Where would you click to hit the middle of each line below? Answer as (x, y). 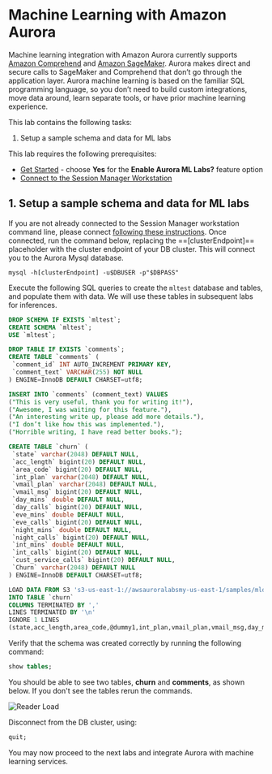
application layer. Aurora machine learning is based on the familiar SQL (127, 80)
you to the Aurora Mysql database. (66, 257)
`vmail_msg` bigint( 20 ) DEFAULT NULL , (77, 492)
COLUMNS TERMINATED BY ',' (54, 605)
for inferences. (33, 305)
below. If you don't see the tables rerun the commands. (100, 690)
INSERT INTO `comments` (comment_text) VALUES (88, 394)
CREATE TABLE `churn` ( (49, 447)
